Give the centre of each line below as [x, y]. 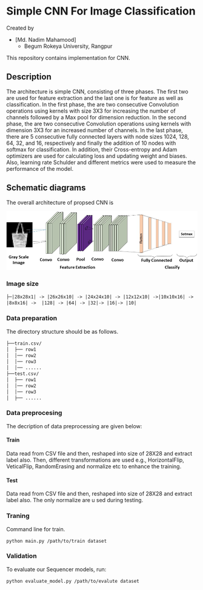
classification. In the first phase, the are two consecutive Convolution [92, 104]
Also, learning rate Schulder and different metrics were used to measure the [101, 162]
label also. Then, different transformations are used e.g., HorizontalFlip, [95, 460]
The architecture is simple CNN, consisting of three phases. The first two [98, 91]
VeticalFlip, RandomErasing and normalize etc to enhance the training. [94, 466]
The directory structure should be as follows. [62, 331]
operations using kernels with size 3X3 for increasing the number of [91, 111]
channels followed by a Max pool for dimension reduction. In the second [96, 117]
